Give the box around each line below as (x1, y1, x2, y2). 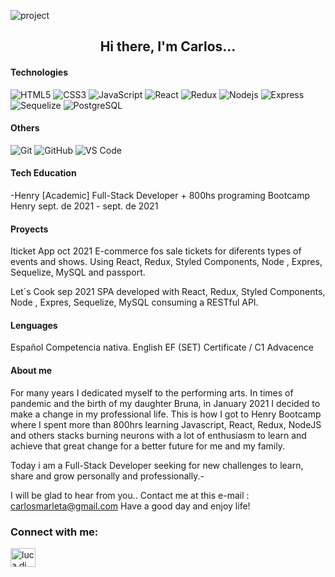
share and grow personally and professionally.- (10, 470, 205, 482)
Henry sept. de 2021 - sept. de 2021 (10, 200, 159, 212)
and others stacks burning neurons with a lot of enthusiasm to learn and (10, 429, 307, 441)
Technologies (10, 66, 69, 78)
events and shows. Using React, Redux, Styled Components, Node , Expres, (10, 256, 323, 268)
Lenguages (10, 319, 58, 331)
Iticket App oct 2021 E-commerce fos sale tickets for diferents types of (10, 245, 302, 257)
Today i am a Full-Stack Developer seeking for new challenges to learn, (10, 459, 304, 471)
